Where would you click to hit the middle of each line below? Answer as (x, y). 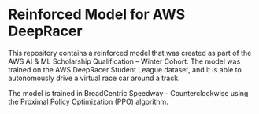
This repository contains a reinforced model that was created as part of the (130, 53)
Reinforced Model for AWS (97, 15)
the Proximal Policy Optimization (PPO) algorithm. (89, 101)
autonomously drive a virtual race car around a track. (94, 78)
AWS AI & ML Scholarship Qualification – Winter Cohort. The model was (124, 61)
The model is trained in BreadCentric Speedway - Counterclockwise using (128, 93)
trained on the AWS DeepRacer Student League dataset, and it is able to (125, 69)
